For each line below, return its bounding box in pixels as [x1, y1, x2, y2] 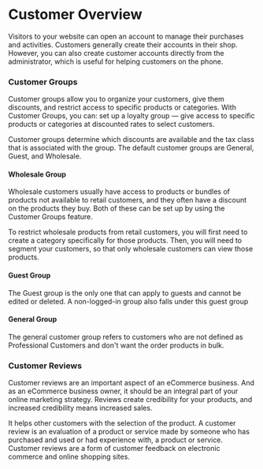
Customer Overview [8, 6, 143, 24]
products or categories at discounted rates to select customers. [8, 120, 215, 129]
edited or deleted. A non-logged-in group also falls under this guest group [8, 296, 249, 306]
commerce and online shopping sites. [8, 452, 130, 462]
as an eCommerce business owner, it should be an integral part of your [8, 386, 239, 396]
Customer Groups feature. [8, 212, 93, 221]
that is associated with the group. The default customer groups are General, [8, 143, 254, 153]
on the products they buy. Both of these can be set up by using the [8, 203, 225, 214]
